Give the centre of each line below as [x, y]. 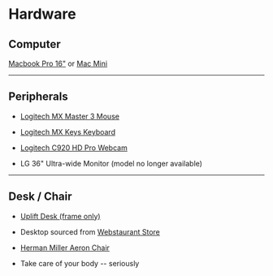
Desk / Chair [40, 197]
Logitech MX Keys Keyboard [68, 132]
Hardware [42, 14]
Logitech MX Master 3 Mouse [70, 116]
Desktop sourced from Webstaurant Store [90, 231]
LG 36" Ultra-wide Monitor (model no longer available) [111, 163]
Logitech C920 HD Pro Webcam [74, 148]
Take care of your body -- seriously [80, 263]
